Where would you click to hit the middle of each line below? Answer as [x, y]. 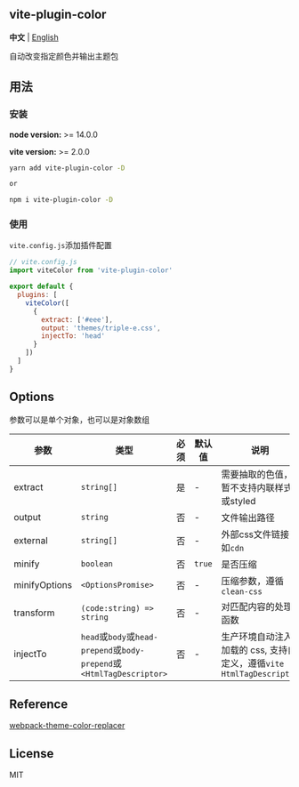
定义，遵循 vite [253, 663]
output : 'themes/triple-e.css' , [101, 328]
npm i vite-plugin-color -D [61, 200]
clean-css [242, 591]
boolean [97, 563]
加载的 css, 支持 [254, 650]
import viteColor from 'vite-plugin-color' [91, 270]
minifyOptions [43, 584]
